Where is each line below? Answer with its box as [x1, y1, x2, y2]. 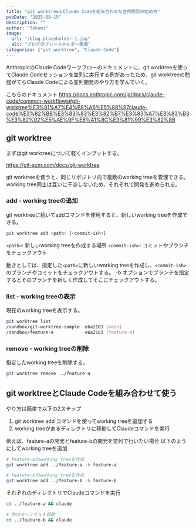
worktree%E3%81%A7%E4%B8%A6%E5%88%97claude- [6, 103, 148, 110]
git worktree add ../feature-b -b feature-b [6, 478, 117, 484]
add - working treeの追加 [6, 197, 78, 205]
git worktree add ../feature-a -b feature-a [6, 462, 117, 468]
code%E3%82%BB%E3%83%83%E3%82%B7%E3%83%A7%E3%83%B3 [6, 110, 190, 117]
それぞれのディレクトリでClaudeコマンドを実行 [6, 489, 121, 496]
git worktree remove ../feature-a [6, 371, 91, 376]
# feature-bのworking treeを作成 [6, 472, 85, 479]
